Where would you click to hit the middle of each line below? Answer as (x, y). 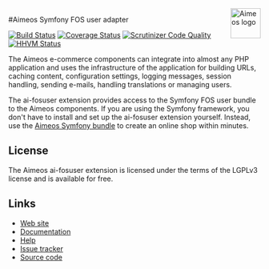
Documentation (45, 231)
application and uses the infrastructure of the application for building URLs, (132, 68)
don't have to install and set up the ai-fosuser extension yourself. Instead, (129, 117)
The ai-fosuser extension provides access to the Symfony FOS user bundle (132, 100)
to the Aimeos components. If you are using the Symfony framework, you (129, 108)
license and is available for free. (61, 179)
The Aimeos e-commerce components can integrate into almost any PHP (129, 59)
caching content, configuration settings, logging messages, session (120, 76)
